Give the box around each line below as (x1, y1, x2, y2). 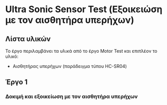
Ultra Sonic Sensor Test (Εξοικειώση (5, 4, 163, 15)
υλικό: (5, 53, 19, 59)
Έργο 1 (5, 78, 28, 87)
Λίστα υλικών (5, 34, 51, 43)
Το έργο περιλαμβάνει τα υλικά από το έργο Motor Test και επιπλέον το (5, 48, 158, 54)
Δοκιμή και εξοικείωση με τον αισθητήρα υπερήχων (5, 93, 138, 100)
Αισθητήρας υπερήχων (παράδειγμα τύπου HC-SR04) (12, 63, 127, 69)
